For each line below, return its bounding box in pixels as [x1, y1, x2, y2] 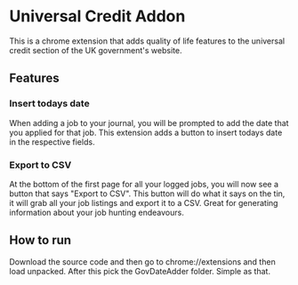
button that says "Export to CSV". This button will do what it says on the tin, [9, 188, 286, 199]
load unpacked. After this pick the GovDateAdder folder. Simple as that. [9, 265, 271, 276]
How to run [9, 233, 72, 248]
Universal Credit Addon [9, 6, 186, 27]
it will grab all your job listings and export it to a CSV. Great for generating [9, 197, 278, 208]
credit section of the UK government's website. [9, 44, 182, 55]
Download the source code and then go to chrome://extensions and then [9, 256, 276, 267]
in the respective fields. [9, 136, 95, 147]
